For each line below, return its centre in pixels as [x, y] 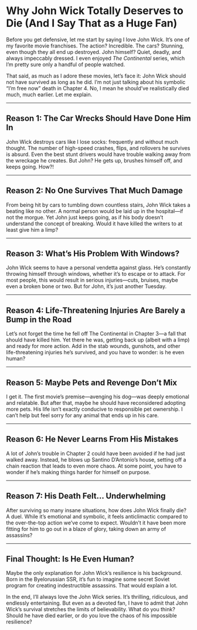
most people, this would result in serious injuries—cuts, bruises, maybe [92, 280]
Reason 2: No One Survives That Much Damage [94, 191]
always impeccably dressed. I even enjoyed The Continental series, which [96, 58]
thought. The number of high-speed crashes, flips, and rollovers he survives [98, 148]
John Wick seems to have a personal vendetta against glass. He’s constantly [98, 267]
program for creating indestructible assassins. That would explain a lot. [92, 585]
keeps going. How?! [30, 167]
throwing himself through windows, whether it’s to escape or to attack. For [96, 274]
